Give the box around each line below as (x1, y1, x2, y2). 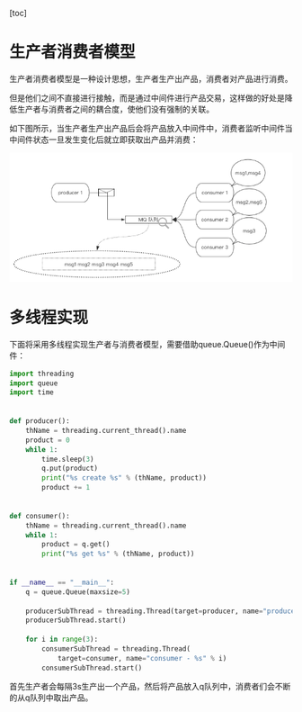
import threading (9, 369, 75, 378)
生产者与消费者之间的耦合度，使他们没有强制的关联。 (16, 104, 214, 114)
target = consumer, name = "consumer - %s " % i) (57, 653, 227, 662)
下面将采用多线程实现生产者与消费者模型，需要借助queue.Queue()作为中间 (9, 338, 286, 349)
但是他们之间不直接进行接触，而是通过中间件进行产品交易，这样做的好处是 (9, 92, 285, 103)
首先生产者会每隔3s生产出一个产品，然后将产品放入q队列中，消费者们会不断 (9, 680, 291, 691)
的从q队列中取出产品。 (9, 692, 93, 703)
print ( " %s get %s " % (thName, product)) (41, 549, 195, 559)
